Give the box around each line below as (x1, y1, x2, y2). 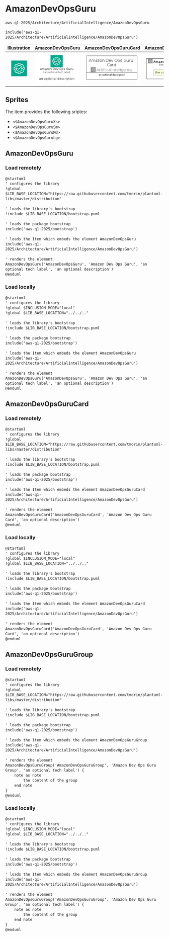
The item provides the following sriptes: (5, 109, 88, 115)
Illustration (7, 45, 31, 51)
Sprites (5, 96, 29, 104)
